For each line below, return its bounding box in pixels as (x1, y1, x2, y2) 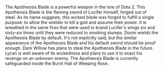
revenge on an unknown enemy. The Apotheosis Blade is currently (5, 56, 139, 61)
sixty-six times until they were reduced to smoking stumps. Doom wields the (5, 30, 158, 35)
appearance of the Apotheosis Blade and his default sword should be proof (5, 40, 156, 45)
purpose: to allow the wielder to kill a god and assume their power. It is (5, 19, 147, 25)
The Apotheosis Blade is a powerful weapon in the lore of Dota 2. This (5, 4, 145, 10)
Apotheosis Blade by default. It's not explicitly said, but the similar (5, 35, 137, 41)
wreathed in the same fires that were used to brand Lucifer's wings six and (5, 25, 155, 30)
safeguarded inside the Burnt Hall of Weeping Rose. (5, 60, 109, 66)
